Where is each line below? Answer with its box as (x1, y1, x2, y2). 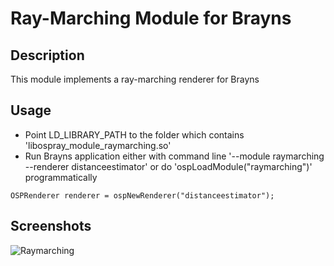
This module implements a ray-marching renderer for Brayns (10, 73, 260, 85)
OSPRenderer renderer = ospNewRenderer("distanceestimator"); (10, 190, 275, 201)
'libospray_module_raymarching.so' (24, 139, 172, 151)
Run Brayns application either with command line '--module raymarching (24, 150, 325, 162)
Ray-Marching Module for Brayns (10, 7, 292, 30)
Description (10, 47, 85, 64)
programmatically (24, 171, 98, 183)
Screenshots (10, 218, 92, 235)
